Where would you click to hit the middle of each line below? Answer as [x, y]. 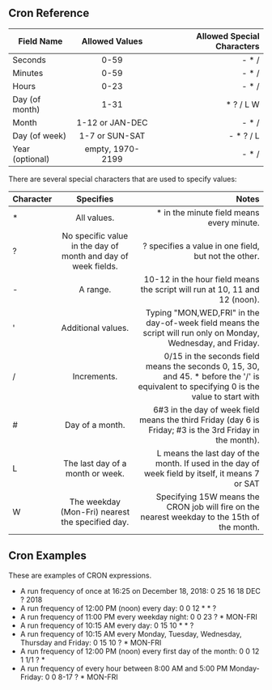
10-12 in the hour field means [202, 279]
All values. [95, 218]
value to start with [225, 396]
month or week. [95, 473]
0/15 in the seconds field [212, 356]
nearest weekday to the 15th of [200, 517]
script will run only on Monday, [201, 332]
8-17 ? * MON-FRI [88, 677]
